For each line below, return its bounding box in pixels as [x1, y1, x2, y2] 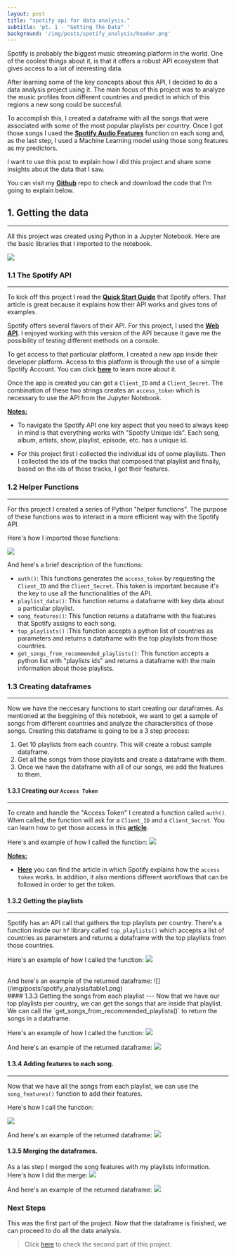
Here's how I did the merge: [7, 1170, 88, 1179]
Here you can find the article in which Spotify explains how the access [17, 865, 220, 874]
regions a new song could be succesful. [7, 100, 123, 109]
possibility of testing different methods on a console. [7, 336, 160, 345]
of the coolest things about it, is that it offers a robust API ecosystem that [7, 57, 219, 66]
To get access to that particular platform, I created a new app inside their [7, 350, 218, 359]
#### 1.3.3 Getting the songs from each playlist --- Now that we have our [7, 991, 220, 1001]
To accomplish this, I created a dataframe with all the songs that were [7, 114, 209, 123]
